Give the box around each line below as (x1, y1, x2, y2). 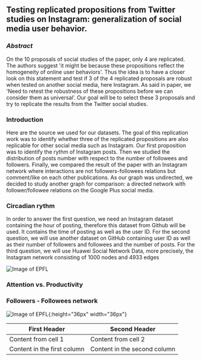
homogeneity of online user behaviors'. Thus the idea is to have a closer (6, 68, 185, 75)
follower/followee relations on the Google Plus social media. (6, 186, 155, 193)
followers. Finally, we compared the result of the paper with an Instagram (6, 161, 188, 168)
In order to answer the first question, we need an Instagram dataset (6, 215, 173, 222)
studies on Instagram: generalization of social (6, 14, 182, 25)
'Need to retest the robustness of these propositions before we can (6, 87, 173, 95)
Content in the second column (90, 345, 176, 353)
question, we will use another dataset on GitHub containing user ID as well (6, 234, 191, 242)
